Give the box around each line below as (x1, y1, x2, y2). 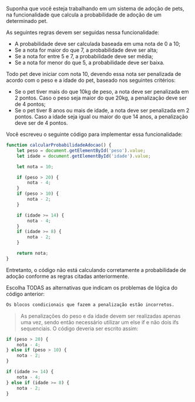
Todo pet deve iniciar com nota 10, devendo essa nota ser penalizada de (6, 71, 181, 77)
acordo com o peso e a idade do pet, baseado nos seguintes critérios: (6, 77, 176, 84)
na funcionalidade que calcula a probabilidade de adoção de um (6, 11, 162, 18)
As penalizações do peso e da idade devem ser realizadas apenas (20, 312, 181, 320)
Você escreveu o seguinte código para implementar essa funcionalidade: (6, 131, 183, 138)
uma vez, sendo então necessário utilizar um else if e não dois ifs (20, 318, 179, 325)
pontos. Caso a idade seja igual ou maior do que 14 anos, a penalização (14, 113, 189, 120)
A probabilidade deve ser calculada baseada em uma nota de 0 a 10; (14, 41, 181, 47)
